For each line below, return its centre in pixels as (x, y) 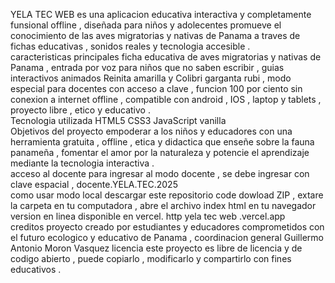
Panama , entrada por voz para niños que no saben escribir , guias (147, 67)
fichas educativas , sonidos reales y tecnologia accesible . (130, 46)
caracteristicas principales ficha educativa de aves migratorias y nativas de (166, 57)
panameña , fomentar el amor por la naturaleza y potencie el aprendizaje (160, 152)
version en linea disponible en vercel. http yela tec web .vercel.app (148, 216)
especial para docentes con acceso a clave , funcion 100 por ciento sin (156, 88)
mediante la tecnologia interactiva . (82, 163)
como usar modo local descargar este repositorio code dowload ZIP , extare (167, 195)
